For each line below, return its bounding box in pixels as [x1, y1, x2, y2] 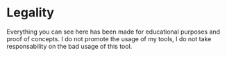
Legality [6, 5, 55, 21]
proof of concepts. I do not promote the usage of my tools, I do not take [6, 34, 212, 43]
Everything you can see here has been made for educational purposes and [6, 27, 220, 36]
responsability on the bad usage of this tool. [6, 42, 133, 50]
